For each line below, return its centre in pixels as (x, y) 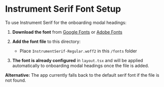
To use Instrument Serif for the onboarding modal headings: (66, 22)
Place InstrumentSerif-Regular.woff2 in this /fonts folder (78, 51)
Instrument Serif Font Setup (63, 9)
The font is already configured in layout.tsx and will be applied (78, 60)
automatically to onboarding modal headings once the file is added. (81, 65)
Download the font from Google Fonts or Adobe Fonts (67, 32)
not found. (16, 80)
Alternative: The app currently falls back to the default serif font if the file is (82, 75)
